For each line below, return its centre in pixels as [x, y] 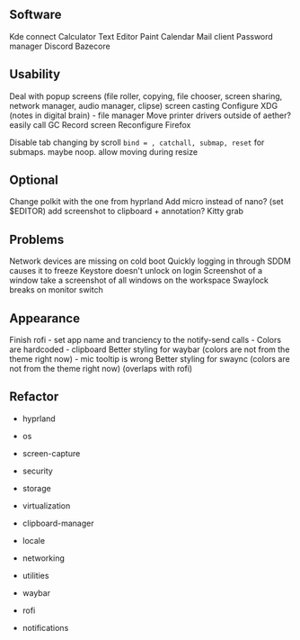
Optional [34, 180]
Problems [37, 239]
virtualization [46, 505]
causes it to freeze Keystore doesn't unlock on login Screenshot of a [136, 271]
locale [34, 540]
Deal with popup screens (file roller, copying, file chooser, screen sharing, [146, 96]
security [38, 471]
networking [44, 558]
